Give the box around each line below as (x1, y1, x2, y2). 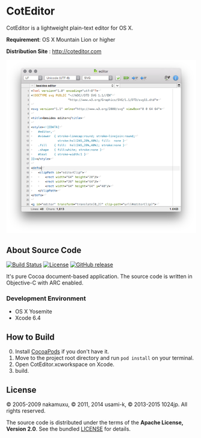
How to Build (6, 332, 55, 342)
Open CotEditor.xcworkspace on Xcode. (14, 361, 115, 368)
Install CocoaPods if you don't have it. (14, 348, 110, 355)
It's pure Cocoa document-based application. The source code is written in (6, 273, 193, 280)
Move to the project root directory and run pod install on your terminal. (14, 355, 194, 362)
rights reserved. (6, 407, 46, 414)
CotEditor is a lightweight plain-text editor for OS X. (6, 24, 134, 31)
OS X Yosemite (14, 308, 52, 315)
